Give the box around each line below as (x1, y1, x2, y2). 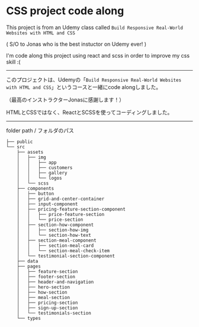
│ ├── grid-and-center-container (17, 196, 105, 202)
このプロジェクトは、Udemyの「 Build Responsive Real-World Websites (6, 76, 182, 83)
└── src (6, 144, 25, 150)
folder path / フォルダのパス (6, 126, 74, 134)
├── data (17, 258, 38, 264)
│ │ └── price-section (17, 217, 84, 223)
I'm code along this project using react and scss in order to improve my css (6, 52, 190, 59)
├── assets (17, 149, 44, 155)
